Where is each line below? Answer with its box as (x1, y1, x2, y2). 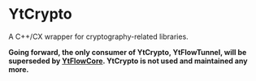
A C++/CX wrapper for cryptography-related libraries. (8, 32, 189, 41)
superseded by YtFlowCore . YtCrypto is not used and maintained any (8, 56, 248, 66)
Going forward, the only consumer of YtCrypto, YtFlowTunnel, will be (8, 47, 247, 57)
